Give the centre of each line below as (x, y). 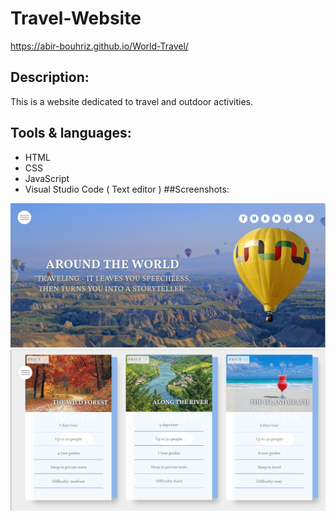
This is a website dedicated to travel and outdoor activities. (131, 101)
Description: (50, 77)
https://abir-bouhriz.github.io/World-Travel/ (99, 46)
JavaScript (47, 178)
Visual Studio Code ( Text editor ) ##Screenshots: (127, 189)
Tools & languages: (71, 133)
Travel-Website (76, 18)
